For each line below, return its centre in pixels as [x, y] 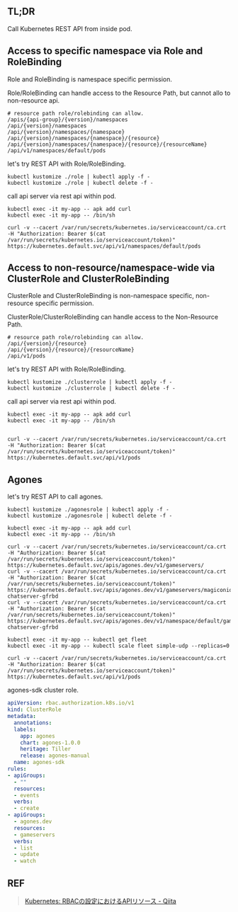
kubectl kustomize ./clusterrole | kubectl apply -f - [90, 382]
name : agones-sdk [39, 763]
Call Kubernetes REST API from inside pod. [70, 28]
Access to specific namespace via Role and [105, 51]
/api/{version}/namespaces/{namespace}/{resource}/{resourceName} [107, 144]
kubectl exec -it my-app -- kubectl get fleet [77, 640]
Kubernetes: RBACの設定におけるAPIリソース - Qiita [101, 901]
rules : [17, 769]
